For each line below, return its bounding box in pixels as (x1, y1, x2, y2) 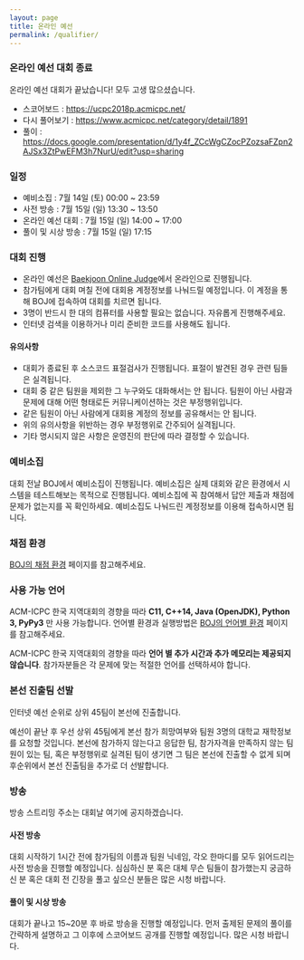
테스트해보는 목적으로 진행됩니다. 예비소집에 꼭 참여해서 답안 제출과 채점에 (33, 489, 295, 500)
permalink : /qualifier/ (9, 30, 100, 39)
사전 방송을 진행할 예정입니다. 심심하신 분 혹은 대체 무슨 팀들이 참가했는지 (9, 862, 268, 874)
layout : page (9, 13, 59, 23)
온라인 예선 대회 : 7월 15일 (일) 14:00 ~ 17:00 (22, 215, 183, 226)
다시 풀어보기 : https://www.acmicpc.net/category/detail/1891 (22, 114, 248, 125)
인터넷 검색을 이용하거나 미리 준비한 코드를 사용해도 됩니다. (22, 319, 231, 330)
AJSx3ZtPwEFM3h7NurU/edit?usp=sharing (22, 146, 184, 157)
